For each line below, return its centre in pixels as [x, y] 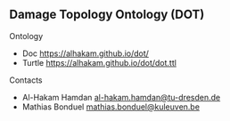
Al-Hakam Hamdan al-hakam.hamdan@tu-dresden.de [121, 97]
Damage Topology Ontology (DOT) [107, 15]
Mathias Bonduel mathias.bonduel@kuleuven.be [111, 107]
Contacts [26, 80]
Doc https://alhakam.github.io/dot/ [86, 53]
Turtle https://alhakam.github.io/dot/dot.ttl [99, 62]
